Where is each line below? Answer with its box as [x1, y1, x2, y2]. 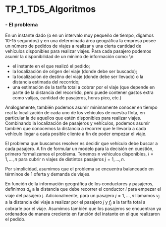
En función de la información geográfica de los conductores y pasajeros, [5, 181, 154, 187]
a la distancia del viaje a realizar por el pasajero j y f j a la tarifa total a [5, 199, 146, 206]
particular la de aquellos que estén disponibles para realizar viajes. [5, 115, 142, 121]
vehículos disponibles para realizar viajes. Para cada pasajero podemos [5, 48, 152, 54]
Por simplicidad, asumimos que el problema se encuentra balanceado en [5, 166, 154, 172]
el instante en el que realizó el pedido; [12, 63, 90, 69]
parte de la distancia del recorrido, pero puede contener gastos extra [12, 89, 154, 95]
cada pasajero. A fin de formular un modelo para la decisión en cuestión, [5, 146, 154, 152]
